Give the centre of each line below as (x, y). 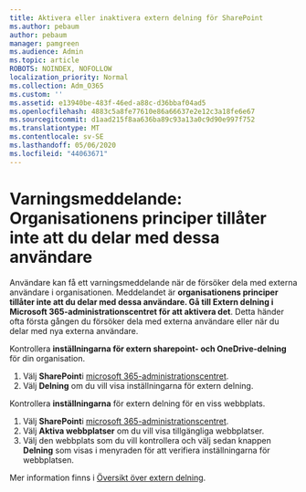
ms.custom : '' (37, 94)
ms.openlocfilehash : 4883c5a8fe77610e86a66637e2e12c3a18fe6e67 (132, 111)
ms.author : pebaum (44, 26)
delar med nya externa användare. (74, 330)
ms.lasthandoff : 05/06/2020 (63, 145)
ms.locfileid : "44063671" (58, 153)
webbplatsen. (48, 460)
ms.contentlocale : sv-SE (57, 137)
